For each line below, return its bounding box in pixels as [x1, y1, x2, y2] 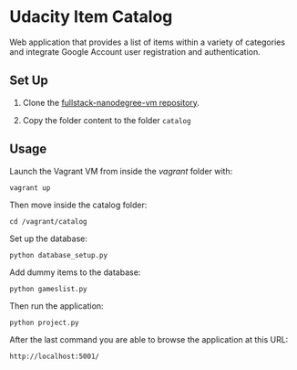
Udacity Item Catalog [9, 6, 173, 27]
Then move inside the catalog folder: [9, 199, 148, 210]
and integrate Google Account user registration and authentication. [9, 46, 261, 57]
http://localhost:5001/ [9, 352, 100, 361]
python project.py [9, 318, 79, 327]
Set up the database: [9, 233, 88, 244]
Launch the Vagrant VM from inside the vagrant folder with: [9, 165, 233, 176]
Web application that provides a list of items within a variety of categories [9, 37, 285, 48]
